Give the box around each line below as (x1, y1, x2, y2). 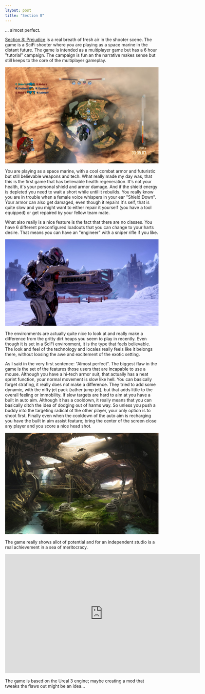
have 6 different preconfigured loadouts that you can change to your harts (5, 224, 154, 230)
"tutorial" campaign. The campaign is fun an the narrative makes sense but (5, 52, 156, 58)
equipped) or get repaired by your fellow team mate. (5, 210, 110, 215)
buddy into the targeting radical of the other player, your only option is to (5, 408, 151, 413)
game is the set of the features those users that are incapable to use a (5, 366, 146, 372)
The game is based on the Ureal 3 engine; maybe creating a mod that (5, 678, 145, 684)
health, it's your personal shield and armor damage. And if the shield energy (5, 184, 158, 189)
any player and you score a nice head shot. (5, 423, 92, 429)
